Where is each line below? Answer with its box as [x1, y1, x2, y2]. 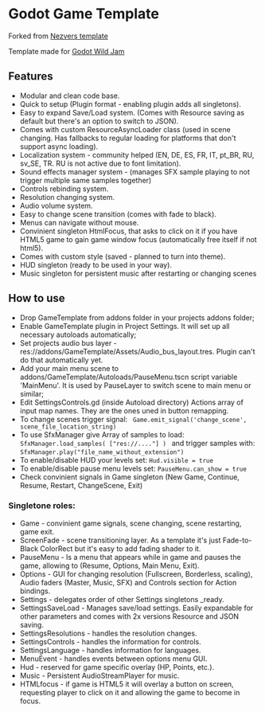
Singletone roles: [8, 500, 76, 511]
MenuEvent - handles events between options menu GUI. [19, 654, 208, 663]
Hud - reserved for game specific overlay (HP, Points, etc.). [19, 662, 215, 671]
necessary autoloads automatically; [19, 330, 137, 339]
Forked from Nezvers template [8, 31, 109, 41]
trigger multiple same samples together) [19, 175, 152, 185]
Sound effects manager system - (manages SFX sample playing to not [19, 166, 251, 176]
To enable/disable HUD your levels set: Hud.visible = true [19, 455, 213, 464]
